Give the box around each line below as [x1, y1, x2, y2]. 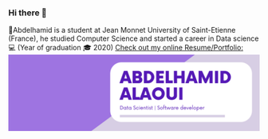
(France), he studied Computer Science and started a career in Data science [8, 34, 259, 43]
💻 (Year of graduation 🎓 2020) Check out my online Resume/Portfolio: [8, 43, 243, 53]
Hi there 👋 [8, 7, 48, 18]
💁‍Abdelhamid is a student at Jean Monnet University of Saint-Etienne [8, 26, 236, 35]
